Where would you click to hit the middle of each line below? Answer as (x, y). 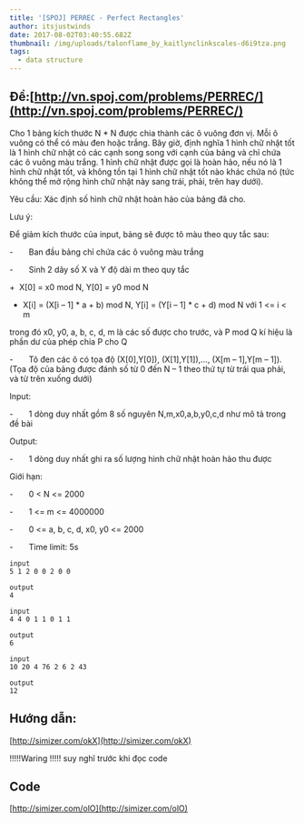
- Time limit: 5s (44, 547)
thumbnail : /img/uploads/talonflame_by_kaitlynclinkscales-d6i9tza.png (147, 43)
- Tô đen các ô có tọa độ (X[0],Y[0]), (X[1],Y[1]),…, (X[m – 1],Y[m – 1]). (146, 359)
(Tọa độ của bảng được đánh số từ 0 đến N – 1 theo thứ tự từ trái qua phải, (147, 368)
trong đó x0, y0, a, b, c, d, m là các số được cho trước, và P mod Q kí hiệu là (151, 332)
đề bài (21, 423)
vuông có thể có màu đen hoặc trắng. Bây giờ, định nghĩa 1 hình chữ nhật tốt (152, 143)
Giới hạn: (26, 476)
